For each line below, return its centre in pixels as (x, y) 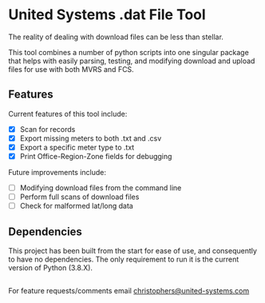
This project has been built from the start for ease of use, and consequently (133, 251)
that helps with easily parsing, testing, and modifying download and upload (132, 61)
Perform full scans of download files (79, 197)
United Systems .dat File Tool (107, 15)
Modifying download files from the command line (101, 188)
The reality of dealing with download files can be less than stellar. (116, 37)
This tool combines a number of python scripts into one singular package (129, 52)
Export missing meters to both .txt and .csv (91, 138)
